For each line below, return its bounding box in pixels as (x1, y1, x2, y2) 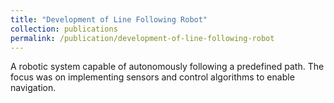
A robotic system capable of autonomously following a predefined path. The (10, 61, 325, 73)
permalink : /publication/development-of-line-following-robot (10, 33, 275, 43)
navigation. (10, 82, 57, 94)
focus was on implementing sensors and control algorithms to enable (10, 71, 295, 83)
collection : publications (10, 24, 118, 34)
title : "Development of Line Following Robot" (10, 14, 208, 25)
